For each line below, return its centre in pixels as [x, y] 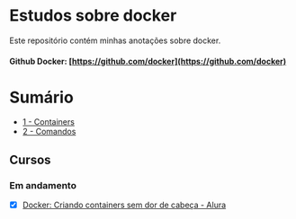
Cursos [30, 159]
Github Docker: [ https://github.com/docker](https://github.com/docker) [148, 61]
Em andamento [43, 185]
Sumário [41, 97]
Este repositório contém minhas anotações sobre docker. [115, 40]
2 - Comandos [49, 132]
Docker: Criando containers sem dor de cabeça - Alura [124, 205]
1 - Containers [48, 122]
